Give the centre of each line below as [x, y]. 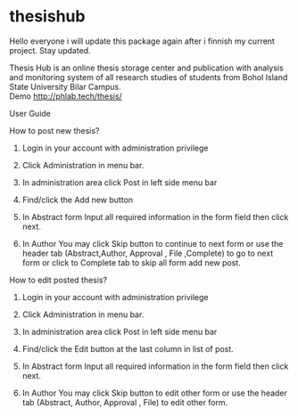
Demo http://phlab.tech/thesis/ [66, 96]
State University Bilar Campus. [66, 86]
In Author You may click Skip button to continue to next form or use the [153, 243]
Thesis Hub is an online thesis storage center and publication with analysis [146, 68]
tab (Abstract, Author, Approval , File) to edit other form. [125, 402]
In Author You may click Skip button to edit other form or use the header [155, 393]
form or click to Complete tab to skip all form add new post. [131, 262]
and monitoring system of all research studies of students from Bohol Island [149, 77]
